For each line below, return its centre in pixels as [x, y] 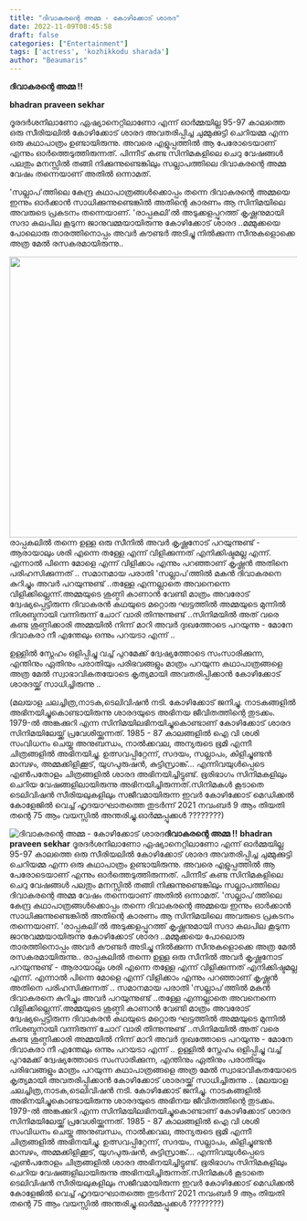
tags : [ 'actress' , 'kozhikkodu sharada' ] [90, 52]
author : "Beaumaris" [49, 60]
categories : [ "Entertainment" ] [69, 43]
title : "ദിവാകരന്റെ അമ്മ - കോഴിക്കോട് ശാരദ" [95, 18]
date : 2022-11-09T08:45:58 [61, 26]
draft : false [34, 35]
